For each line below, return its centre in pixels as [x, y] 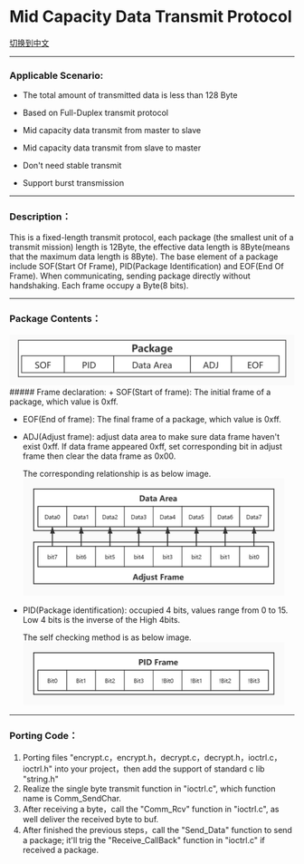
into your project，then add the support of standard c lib [159, 769]
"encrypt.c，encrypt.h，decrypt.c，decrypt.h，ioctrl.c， [176, 757]
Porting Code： [44, 736]
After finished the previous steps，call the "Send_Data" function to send [157, 830]
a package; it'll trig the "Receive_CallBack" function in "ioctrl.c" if [143, 840]
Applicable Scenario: [57, 75]
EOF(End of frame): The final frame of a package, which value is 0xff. [152, 420]
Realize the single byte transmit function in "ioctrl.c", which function [149, 788]
